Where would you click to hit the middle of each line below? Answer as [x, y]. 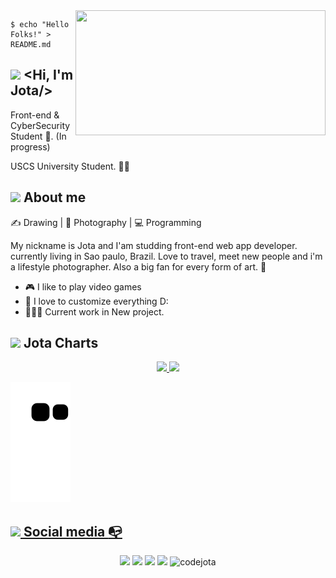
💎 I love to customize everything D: [96, 301]
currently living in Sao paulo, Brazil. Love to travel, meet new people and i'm [166, 256]
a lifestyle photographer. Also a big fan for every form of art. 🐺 [138, 266]
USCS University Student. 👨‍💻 [70, 166]
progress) [30, 146]
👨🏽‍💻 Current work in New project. [94, 311]
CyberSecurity [40, 125]
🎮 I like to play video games [83, 286]
